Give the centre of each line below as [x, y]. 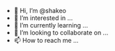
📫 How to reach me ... [46, 40]
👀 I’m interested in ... [43, 18]
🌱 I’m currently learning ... [51, 25]
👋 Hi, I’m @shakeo [40, 11]
